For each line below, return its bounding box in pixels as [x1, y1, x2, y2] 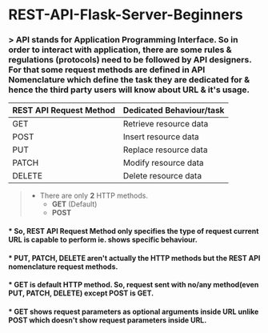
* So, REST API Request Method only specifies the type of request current [8, 227, 259, 236]
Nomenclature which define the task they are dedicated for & [8, 74, 250, 86]
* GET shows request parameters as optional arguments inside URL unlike [8, 307, 259, 316]
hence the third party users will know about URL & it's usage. [8, 84, 250, 95]
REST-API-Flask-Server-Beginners [8, 6, 243, 24]
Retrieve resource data [122, 118, 209, 130]
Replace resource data [122, 144, 208, 155]
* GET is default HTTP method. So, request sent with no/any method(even [8, 280, 259, 290]
